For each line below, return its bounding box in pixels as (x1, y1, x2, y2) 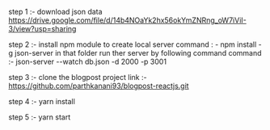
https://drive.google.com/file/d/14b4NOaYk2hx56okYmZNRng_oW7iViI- (8, 15, 247, 25)
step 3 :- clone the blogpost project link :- (8, 73, 147, 82)
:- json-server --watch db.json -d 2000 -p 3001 (8, 57, 167, 66)
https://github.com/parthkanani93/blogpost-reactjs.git (8, 81, 189, 90)
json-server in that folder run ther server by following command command (15, 48, 262, 57)
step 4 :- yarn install (8, 97, 75, 106)
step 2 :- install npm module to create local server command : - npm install (8, 40, 257, 49)
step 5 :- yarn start (8, 112, 71, 122)
